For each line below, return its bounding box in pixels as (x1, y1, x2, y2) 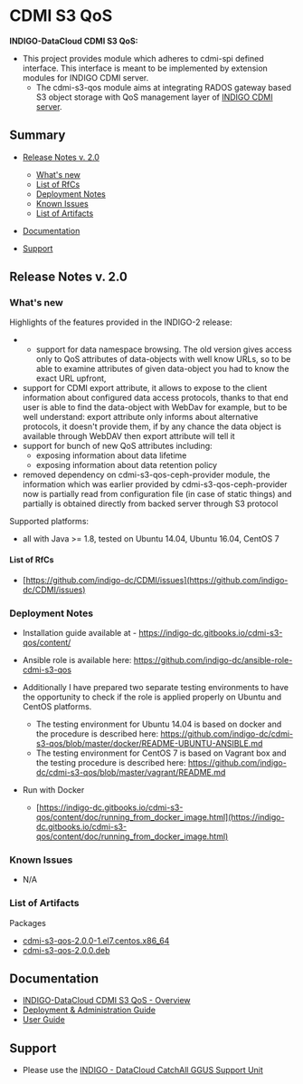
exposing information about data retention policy (35, 460, 218, 471)
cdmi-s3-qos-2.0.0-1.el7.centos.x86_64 (22, 935, 170, 946)
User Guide (22, 1014, 65, 1025)
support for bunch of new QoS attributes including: (22, 441, 213, 452)
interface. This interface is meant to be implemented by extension (22, 63, 269, 73)
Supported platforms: (9, 516, 89, 527)
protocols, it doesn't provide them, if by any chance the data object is (22, 421, 282, 432)
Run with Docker (22, 784, 85, 795)
